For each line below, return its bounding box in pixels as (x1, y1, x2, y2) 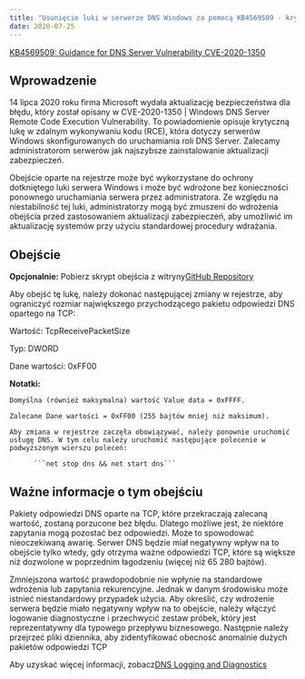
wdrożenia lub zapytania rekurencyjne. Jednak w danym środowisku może (9, 583, 289, 595)
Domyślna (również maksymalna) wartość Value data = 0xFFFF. (9, 396, 246, 405)
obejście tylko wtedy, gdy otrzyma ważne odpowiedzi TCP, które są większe (9, 546, 296, 557)
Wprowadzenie (9, 73, 97, 88)
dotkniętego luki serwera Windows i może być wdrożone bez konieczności (9, 182, 289, 193)
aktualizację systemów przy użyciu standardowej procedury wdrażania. (9, 221, 278, 231)
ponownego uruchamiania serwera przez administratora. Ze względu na (9, 192, 279, 202)
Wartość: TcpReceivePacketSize (9, 326, 131, 337)
